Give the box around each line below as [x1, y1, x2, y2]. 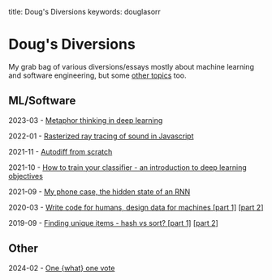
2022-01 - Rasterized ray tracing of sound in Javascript [8, 131, 194, 141]
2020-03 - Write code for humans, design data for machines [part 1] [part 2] [8, 202, 264, 212]
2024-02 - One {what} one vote [8, 263, 115, 273]
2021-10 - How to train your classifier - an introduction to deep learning [8, 162, 248, 172]
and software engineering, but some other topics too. [8, 70, 187, 80]
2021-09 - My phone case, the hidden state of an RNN [8, 186, 191, 197]
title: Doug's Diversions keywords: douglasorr [8, 7, 161, 16]
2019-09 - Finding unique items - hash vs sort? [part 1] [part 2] [8, 218, 219, 227]
